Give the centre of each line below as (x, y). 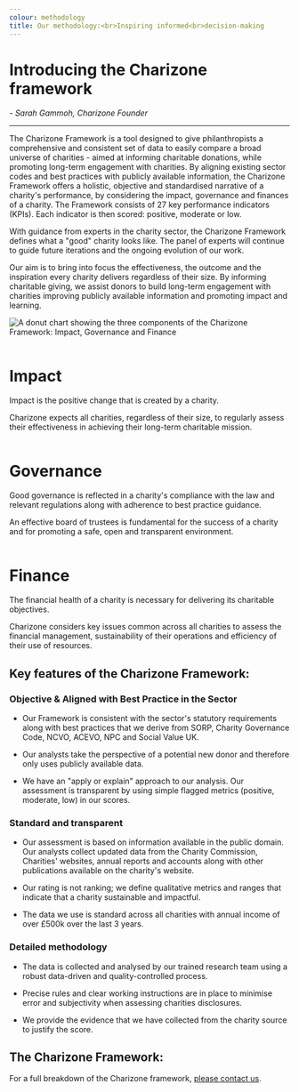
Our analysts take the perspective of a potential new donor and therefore (156, 754)
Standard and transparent (66, 823)
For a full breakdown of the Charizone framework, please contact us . (135, 1079)
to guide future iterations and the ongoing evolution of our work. (127, 251)
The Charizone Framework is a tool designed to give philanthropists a (137, 139)
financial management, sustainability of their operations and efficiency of (143, 636)
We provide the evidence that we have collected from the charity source (154, 1020)
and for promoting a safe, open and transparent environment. (121, 532)
